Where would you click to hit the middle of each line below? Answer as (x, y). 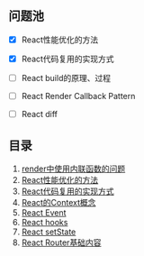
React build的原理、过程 (66, 78)
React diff (40, 114)
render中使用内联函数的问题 (73, 169)
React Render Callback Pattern (78, 96)
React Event (44, 212)
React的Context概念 (58, 202)
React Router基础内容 (61, 242)
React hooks (45, 222)
